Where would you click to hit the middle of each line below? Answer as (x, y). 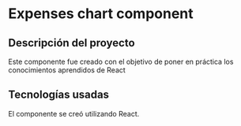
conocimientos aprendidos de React (67, 70)
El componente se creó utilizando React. (74, 113)
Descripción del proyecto (72, 43)
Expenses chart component (101, 14)
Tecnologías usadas (58, 95)
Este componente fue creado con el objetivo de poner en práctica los (121, 61)
